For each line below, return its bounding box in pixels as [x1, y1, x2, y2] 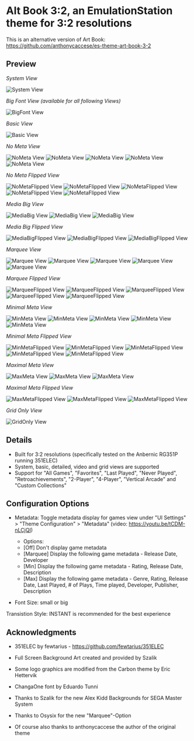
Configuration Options [6, 499, 89, 509]
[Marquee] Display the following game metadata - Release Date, [23, 550, 178, 557]
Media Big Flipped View [6, 223, 63, 230]
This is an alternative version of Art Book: [6, 36, 106, 43]
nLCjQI [14, 527, 31, 534]
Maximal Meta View [6, 361, 54, 368]
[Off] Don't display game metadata [23, 544, 107, 551]
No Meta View [6, 142, 40, 150]
